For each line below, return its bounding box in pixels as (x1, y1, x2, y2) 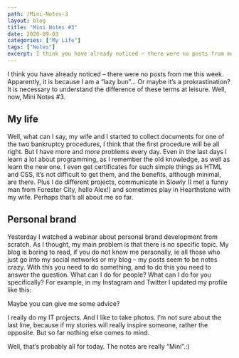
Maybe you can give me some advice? (7, 299, 120, 307)
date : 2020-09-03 (7, 30, 59, 38)
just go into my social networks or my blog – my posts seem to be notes (7, 255, 218, 264)
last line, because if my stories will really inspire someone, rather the (7, 320, 208, 329)
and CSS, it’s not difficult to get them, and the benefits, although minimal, (7, 170, 222, 178)
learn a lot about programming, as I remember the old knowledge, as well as (7, 155, 230, 163)
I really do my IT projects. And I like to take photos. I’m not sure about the (7, 313, 222, 322)
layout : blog (7, 17, 46, 24)
